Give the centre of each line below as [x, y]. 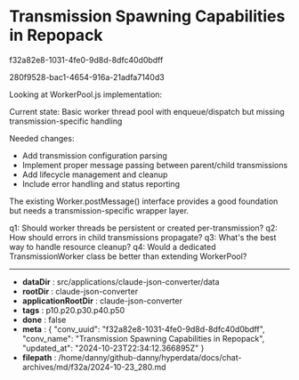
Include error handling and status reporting [101, 183]
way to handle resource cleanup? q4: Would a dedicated [113, 247]
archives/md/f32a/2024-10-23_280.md [94, 367]
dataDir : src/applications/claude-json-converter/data [121, 281]
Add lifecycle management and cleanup [95, 174]
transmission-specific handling [66, 121]
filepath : [39, 357]
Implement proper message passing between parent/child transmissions [155, 165]
